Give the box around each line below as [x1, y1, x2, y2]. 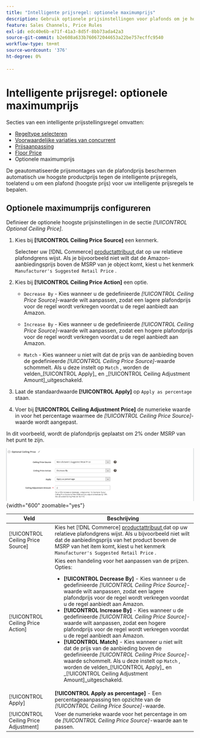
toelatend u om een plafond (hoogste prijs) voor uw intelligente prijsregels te [6, 179, 194, 187]
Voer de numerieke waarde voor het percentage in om [54, 711, 187, 718]
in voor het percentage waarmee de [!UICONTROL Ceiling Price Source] [14, 412, 192, 420]
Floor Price [14, 149, 42, 156]
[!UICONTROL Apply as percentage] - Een [54, 690, 162, 697]
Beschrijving [107, 515, 139, 522]
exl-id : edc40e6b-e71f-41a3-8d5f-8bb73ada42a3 [6, 29, 124, 35]
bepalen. [6, 186, 28, 193]
